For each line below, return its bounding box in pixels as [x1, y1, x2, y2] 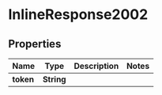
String [42, 74, 66, 85]
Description [73, 61, 119, 71]
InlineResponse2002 [8, 6, 149, 24]
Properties [8, 37, 62, 51]
